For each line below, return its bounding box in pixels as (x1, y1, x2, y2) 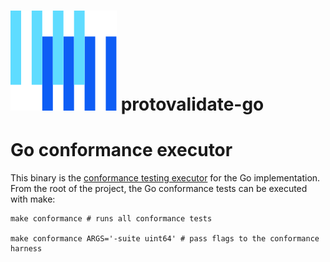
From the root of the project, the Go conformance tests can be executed (10, 183, 308, 195)
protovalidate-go (120, 93, 265, 116)
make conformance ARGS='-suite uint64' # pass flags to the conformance (10, 234, 320, 244)
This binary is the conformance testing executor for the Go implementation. (10, 172, 321, 184)
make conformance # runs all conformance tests (10, 214, 213, 224)
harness (10, 244, 43, 254)
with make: (10, 193, 56, 205)
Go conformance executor (10, 139, 233, 162)
